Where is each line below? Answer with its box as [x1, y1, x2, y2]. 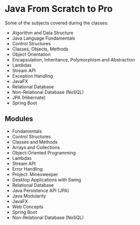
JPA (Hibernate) [12, 94, 46, 101]
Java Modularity [12, 192, 46, 199]
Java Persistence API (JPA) [12, 187, 69, 194]
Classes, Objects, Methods [12, 46, 69, 52]
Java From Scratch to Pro [5, 3, 113, 15]
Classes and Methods [12, 139, 58, 145]
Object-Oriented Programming [12, 149, 76, 155]
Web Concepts [12, 204, 44, 210]
